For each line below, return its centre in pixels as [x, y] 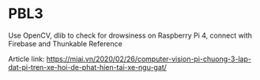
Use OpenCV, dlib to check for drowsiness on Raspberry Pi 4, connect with [130, 35]
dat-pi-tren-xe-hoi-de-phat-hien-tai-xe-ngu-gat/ [88, 67]
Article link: [26, 59]
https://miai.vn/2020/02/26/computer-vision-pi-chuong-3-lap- [149, 59]
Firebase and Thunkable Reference [65, 43]
